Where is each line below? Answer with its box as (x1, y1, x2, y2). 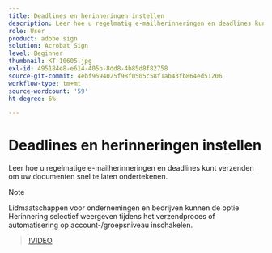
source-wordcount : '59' (8, 86, 89, 95)
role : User (8, 27, 45, 35)
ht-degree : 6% (8, 95, 57, 103)
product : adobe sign (8, 34, 79, 43)
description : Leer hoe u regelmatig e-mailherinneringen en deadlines (8, 19, 252, 27)
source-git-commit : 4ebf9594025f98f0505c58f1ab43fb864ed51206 (8, 72, 223, 80)
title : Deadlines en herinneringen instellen (8, 11, 164, 20)
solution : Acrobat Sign (8, 42, 89, 50)
